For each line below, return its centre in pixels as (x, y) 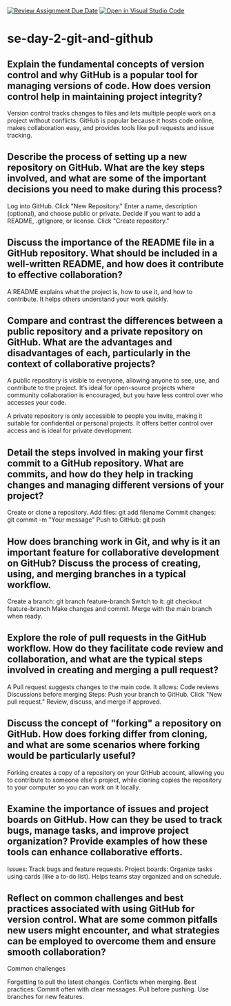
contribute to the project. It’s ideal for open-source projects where (101, 388)
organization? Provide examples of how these (108, 842)
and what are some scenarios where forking (103, 745)
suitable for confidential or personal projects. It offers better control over (110, 423)
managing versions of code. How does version (109, 85)
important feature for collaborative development (113, 552)
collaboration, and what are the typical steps (105, 660)
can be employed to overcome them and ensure (111, 941)
